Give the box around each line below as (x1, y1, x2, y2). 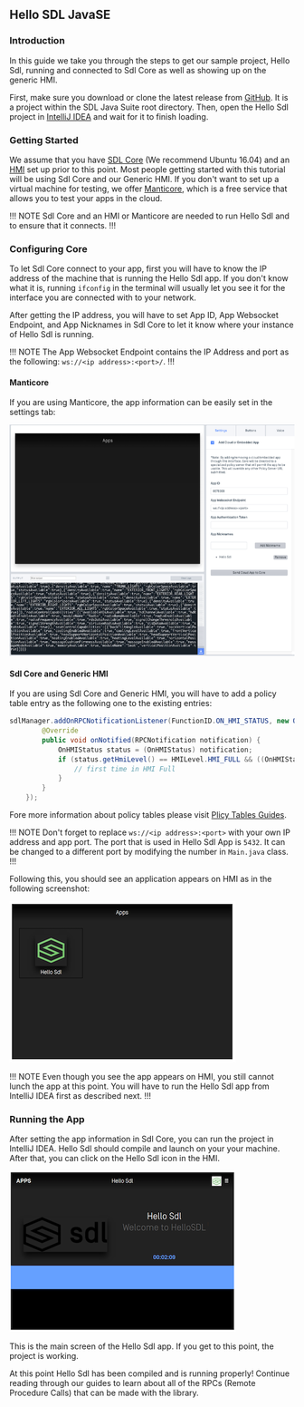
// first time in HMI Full (73, 764, 176, 773)
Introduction (9, 34, 65, 47)
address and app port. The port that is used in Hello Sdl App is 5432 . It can (9, 837, 286, 848)
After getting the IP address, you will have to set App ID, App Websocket (9, 310, 279, 321)
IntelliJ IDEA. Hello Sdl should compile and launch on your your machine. (9, 1143, 280, 1154)
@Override (42, 726, 79, 735)
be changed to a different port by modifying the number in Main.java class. (9, 847, 290, 858)
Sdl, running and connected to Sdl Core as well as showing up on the (9, 64, 267, 75)
